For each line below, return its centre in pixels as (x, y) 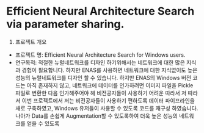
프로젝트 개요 (31, 41)
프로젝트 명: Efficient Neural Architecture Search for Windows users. (100, 55)
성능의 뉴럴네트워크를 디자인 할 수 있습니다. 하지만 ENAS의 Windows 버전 (103, 77)
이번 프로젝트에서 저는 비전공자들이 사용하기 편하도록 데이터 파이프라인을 (108, 100)
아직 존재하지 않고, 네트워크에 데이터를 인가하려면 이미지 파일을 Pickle (110, 85)
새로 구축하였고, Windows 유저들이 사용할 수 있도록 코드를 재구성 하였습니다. (107, 108)
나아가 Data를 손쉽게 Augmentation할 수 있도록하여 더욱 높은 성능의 (97, 116)
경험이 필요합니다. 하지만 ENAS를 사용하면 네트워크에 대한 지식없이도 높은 (110, 70)
